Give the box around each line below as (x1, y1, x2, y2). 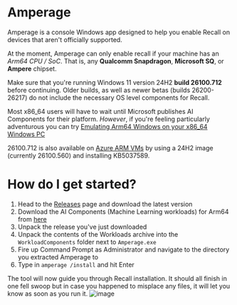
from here (17, 214, 48, 223)
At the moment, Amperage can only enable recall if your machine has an (7, 49, 219, 58)
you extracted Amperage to (17, 252, 98, 261)
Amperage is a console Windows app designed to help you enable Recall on (7, 28, 230, 36)
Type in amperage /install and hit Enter (17, 260, 135, 269)
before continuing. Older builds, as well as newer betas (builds (7, 86, 191, 94)
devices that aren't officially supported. (7, 35, 122, 43)
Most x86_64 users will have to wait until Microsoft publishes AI (7, 107, 194, 115)
